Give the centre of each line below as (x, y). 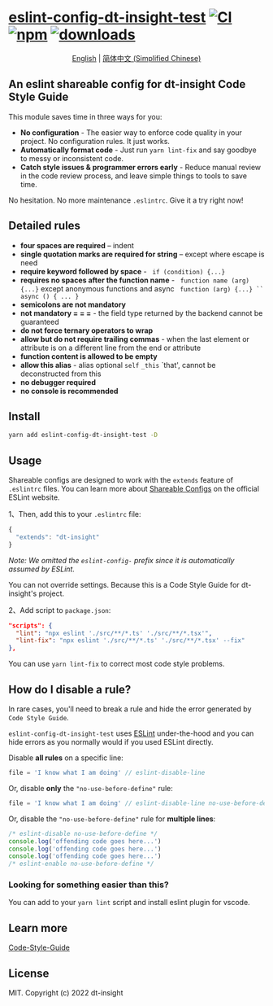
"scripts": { (30, 625)
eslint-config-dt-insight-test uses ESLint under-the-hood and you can (131, 733)
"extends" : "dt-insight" (58, 537)
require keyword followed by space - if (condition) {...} (123, 271)
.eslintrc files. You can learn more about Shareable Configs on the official (134, 489)
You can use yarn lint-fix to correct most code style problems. (117, 664)
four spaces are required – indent (77, 245)
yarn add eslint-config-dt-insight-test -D (83, 435)
